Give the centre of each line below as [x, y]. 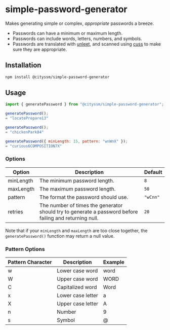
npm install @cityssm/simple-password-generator [57, 77]
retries [16, 211]
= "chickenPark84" [25, 132]
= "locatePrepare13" [27, 118]
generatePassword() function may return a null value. [60, 236]
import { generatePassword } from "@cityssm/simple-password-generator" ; [85, 104]
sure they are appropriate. [40, 49]
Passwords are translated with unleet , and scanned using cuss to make [87, 44]
